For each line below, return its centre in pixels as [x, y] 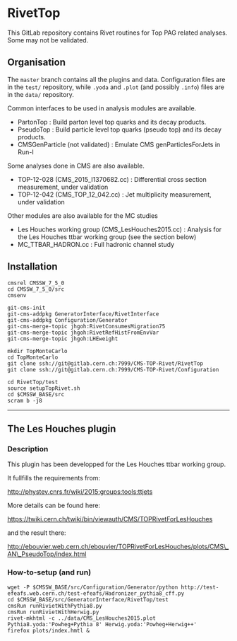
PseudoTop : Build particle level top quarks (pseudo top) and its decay [120, 129]
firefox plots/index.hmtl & [49, 630]
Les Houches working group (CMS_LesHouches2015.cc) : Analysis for [120, 229]
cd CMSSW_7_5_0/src [36, 289]
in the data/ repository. [41, 94]
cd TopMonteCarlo [33, 357]
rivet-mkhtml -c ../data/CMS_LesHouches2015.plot [82, 618]
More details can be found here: [54, 506]
